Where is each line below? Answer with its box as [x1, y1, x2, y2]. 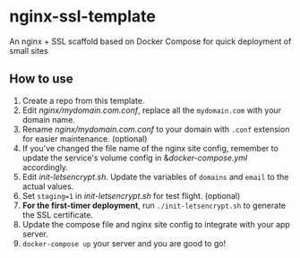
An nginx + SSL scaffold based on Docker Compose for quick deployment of [9, 36, 292, 47]
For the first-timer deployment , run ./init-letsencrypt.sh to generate [21, 200, 287, 211]
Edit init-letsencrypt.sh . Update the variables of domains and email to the [21, 171, 289, 182]
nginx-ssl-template [9, 6, 157, 27]
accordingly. [21, 161, 69, 172]
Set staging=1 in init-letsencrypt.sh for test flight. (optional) [21, 190, 241, 201]
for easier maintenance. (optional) [21, 133, 148, 144]
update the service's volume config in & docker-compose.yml [21, 152, 248, 163]
